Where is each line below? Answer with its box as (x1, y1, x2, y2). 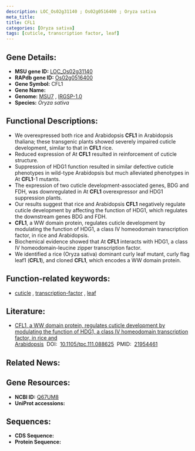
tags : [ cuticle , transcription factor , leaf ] (6, 31, 119, 36)
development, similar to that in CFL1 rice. (14, 144, 113, 151)
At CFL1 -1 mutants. (14, 175, 60, 182)
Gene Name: (14, 86, 46, 93)
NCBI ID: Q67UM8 (14, 393, 59, 400)
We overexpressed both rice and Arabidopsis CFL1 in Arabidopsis (14, 132, 173, 139)
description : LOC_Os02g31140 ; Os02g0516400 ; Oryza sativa (6, 8, 157, 15)
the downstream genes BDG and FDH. (14, 213, 107, 220)
